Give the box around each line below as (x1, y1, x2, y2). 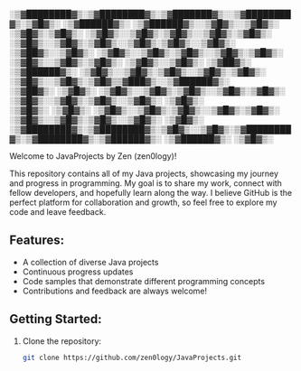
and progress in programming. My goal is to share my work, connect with (9, 178, 283, 189)
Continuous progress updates (22, 266, 134, 277)
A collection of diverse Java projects (22, 256, 159, 267)
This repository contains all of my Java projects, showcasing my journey (9, 168, 278, 179)
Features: (9, 233, 65, 248)
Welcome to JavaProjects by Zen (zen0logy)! (9, 151, 177, 162)
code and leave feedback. (9, 207, 107, 217)
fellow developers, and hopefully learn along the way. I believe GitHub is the (9, 188, 292, 198)
